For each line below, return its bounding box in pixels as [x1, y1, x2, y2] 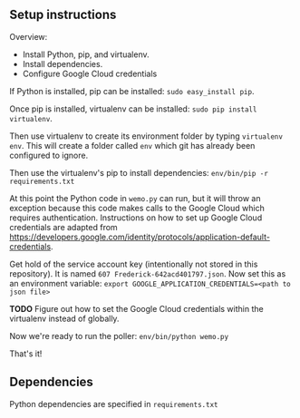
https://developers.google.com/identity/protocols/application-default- [9, 231, 270, 242]
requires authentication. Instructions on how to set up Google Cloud [9, 212, 263, 223]
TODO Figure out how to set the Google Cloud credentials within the [9, 303, 265, 314]
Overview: [9, 31, 48, 42]
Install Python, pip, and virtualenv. [22, 49, 150, 60]
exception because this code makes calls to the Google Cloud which [9, 202, 265, 213]
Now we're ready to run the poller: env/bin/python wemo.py [9, 330, 229, 341]
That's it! [9, 348, 43, 359]
